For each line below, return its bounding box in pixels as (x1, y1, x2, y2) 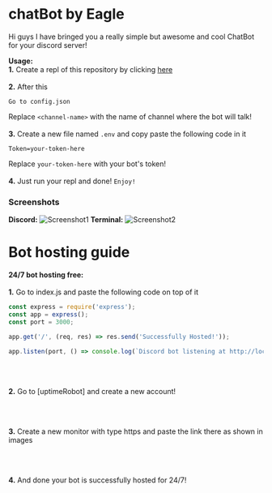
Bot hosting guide (8, 243, 130, 262)
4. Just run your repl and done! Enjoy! (8, 176, 136, 186)
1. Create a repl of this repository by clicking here (8, 64, 173, 74)
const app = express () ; (8, 311, 89, 319)
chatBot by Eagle (8, 5, 125, 24)
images (8, 435, 33, 444)
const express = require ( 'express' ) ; (8, 303, 136, 311)
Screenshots (8, 196, 60, 208)
